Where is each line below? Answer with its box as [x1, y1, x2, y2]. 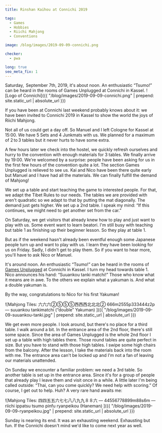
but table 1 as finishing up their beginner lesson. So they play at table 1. [5, 227, 147, 233]
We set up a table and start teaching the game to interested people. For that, [5, 187, 157, 193]
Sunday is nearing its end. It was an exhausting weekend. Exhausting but [5, 417, 150, 423]
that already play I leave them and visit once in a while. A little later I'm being [5, 377, 157, 383]
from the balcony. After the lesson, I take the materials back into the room [5, 347, 151, 353]
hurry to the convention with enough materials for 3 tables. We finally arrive [5, 152, 156, 158]
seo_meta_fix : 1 [5, 69, 38, 74]
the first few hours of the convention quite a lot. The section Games [5, 162, 140, 168]
